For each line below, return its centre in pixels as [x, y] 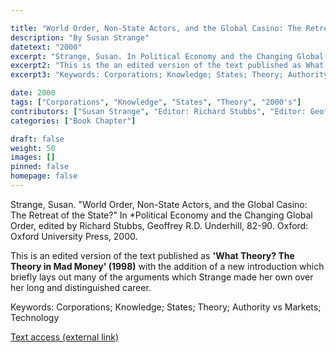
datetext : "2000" [46, 47]
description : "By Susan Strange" [80, 37]
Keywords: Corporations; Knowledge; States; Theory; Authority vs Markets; [166, 307]
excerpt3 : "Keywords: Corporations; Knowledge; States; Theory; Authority [169, 75]
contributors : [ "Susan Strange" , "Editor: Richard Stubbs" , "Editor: [158, 111]
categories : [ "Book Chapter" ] [73, 121]
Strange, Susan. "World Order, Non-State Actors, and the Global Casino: [159, 204]
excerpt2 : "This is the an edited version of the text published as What [167, 66]
